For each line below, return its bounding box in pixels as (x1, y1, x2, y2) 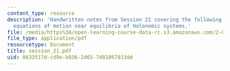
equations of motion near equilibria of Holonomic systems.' (13, 22, 192, 29)
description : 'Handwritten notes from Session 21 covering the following (7, 16, 222, 23)
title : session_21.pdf (7, 48, 72, 55)
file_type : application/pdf (7, 35, 88, 42)
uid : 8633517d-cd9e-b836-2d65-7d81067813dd (7, 54, 133, 61)
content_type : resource (7, 9, 75, 17)
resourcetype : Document (7, 41, 75, 48)
